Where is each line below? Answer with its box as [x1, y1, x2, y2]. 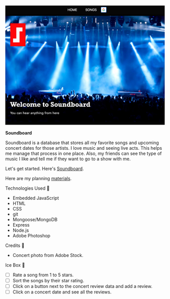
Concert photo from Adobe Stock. [12, 252, 83, 259]
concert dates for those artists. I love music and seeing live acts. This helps [5, 145, 162, 151]
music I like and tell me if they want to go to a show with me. [5, 156, 131, 162]
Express [12, 222, 30, 228]
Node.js [12, 227, 29, 233]
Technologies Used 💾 [5, 185, 50, 191]
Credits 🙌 [5, 242, 25, 248]
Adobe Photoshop [12, 233, 51, 239]
